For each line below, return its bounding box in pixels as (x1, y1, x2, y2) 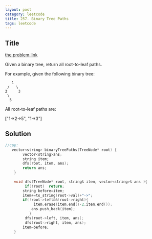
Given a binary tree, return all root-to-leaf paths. (5, 62, 102, 68)
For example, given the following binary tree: (5, 71, 95, 77)
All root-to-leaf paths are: (5, 106, 56, 112)
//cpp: (5, 143, 19, 147)
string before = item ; (22, 188, 65, 193)
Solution (5, 130, 31, 138)
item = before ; (22, 225, 49, 230)
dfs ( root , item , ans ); (22, 161, 69, 166)
